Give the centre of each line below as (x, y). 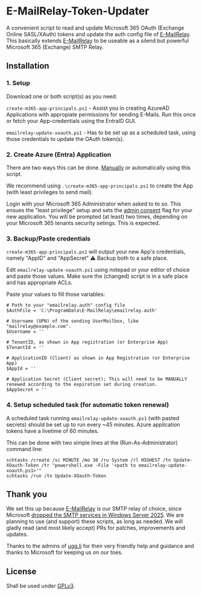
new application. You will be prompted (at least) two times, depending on (97, 216)
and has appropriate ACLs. (39, 283)
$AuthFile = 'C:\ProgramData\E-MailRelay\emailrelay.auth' (82, 311)
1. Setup (18, 83)
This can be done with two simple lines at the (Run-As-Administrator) (92, 442)
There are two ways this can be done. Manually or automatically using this (99, 168)
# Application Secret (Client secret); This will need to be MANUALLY (97, 379)
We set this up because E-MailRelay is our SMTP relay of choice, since (94, 509)
